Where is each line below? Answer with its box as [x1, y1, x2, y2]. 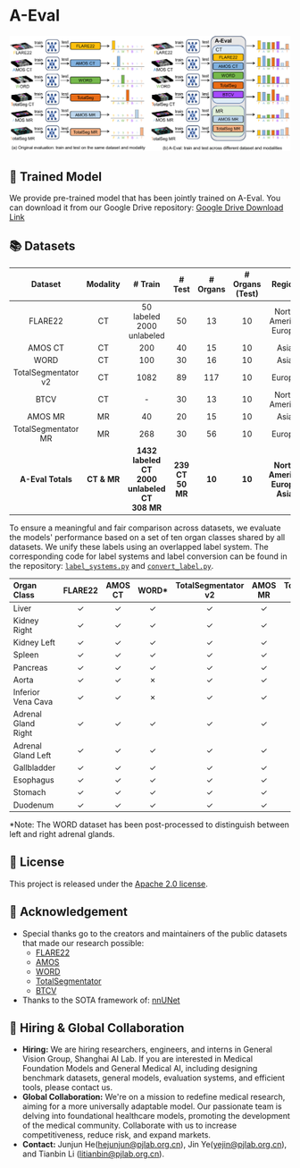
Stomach [12, 787, 46, 798]
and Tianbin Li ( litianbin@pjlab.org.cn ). [21, 1148, 165, 1159]
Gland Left [12, 749, 52, 760]
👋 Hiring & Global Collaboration [9, 1020, 185, 1036]
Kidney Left [12, 637, 55, 648]
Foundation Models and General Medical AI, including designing [21, 1063, 258, 1074]
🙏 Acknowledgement [9, 904, 128, 919]
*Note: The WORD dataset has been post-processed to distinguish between [9, 819, 290, 830]
